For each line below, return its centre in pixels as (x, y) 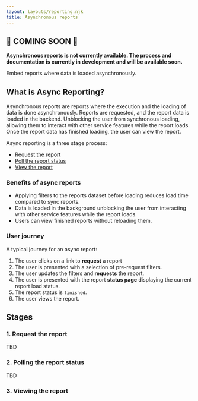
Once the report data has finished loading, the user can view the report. (94, 132)
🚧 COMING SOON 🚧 (42, 41)
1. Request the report (37, 334)
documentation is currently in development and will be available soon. (94, 62)
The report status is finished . (51, 292)
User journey (25, 236)
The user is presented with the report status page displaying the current (103, 279)
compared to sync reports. (47, 202)
